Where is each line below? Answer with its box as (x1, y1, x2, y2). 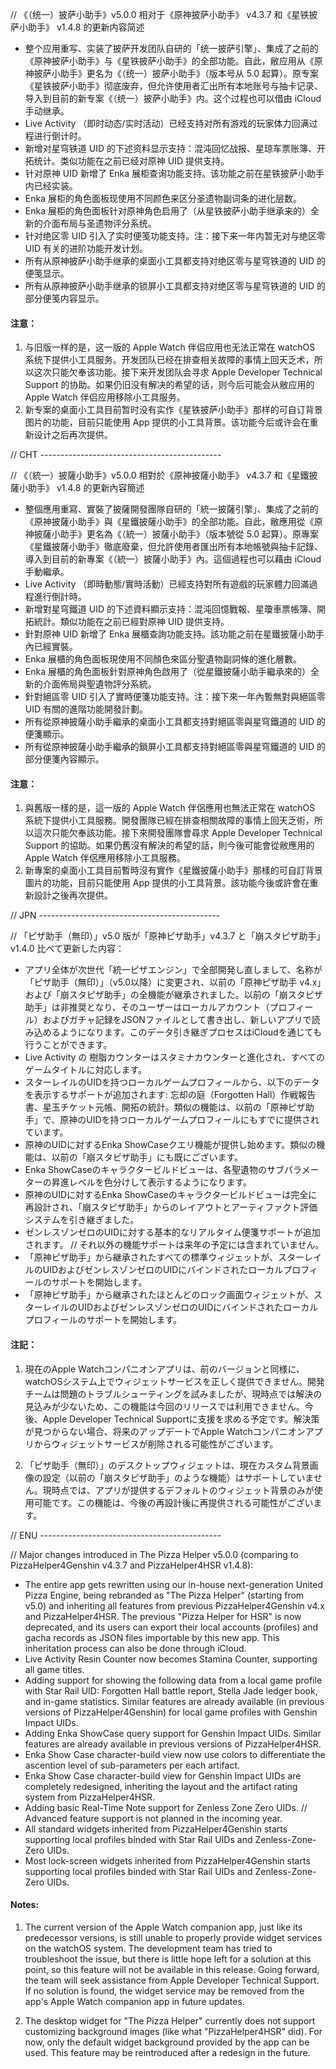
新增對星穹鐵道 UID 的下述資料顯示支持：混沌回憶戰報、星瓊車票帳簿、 (24, 603, 317, 615)
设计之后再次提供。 (33, 429, 113, 441)
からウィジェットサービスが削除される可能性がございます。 (33, 1438, 279, 1450)
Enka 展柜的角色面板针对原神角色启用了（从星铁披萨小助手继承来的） (24, 205, 311, 217)
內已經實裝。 (24, 641, 78, 653)
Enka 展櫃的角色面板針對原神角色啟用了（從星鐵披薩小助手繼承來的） (24, 666, 311, 678)
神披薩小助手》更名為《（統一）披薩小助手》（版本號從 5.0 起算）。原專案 (24, 528, 320, 540)
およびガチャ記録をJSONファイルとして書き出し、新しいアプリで (42, 1014, 312, 1026)
